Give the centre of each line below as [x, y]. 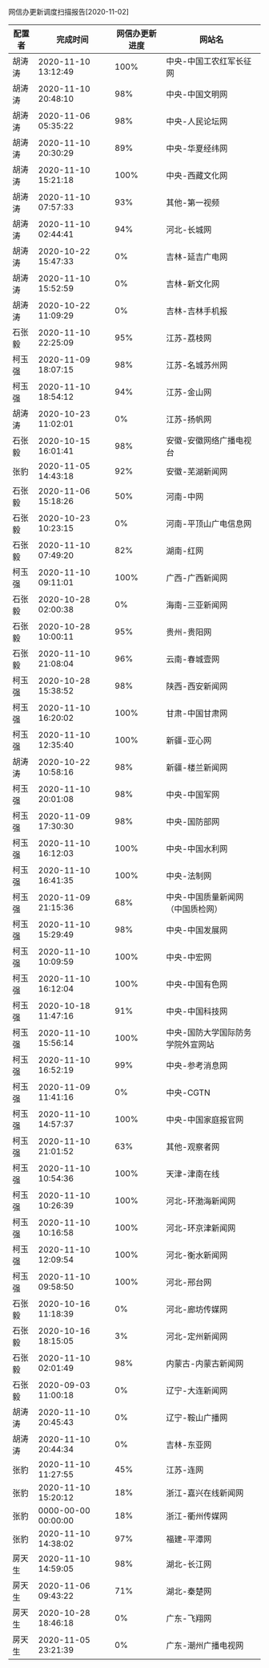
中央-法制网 [189, 876]
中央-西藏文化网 [197, 175]
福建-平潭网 [189, 1539]
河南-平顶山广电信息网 [209, 524]
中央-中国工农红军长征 [209, 61]
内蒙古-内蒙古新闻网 [205, 1363]
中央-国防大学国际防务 [209, 1032]
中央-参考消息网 [197, 1066]
